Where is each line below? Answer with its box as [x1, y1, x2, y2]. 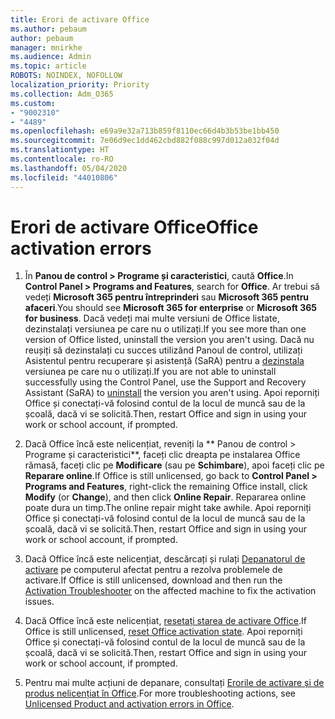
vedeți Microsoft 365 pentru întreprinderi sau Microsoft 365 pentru [24, 291, 310, 303]
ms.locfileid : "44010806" [10, 172, 118, 183]
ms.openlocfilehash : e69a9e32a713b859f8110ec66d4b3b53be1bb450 [10, 126, 280, 136]
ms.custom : [10, 98, 56, 108]
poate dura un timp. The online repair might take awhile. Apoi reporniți [24, 502, 312, 514]
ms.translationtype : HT [10, 145, 110, 155]
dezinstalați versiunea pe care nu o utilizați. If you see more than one [24, 323, 307, 335]
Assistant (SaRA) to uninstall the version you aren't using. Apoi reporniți [24, 387, 320, 399]
